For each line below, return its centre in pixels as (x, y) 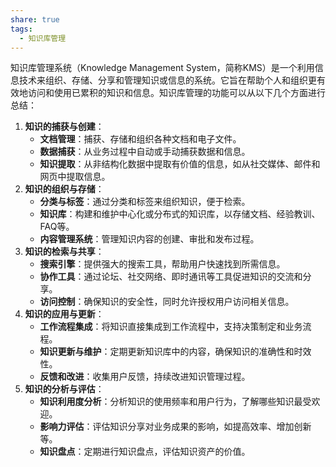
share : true (35, 19)
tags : (21, 29)
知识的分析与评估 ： (64, 389)
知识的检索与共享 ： (64, 252)
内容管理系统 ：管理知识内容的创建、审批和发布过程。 (149, 239)
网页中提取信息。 (75, 177)
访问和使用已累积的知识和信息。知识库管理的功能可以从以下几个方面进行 (176, 93)
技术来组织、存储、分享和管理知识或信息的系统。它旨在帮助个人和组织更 (167, 80)
